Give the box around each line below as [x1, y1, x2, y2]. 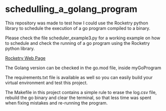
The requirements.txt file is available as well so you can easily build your [5, 74, 153, 80]
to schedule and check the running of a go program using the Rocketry [5, 40, 150, 46]
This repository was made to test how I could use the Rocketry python [5, 20, 149, 26]
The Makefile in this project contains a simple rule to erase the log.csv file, [5, 89, 157, 95]
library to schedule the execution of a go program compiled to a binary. [5, 25, 151, 31]
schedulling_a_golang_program [5, 3, 138, 15]
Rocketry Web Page [5, 55, 46, 61]
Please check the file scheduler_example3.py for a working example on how [5, 35, 161, 41]
